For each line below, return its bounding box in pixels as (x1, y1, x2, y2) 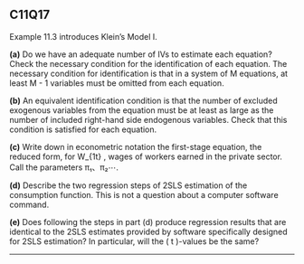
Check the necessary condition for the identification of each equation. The (9, 58, 288, 69)
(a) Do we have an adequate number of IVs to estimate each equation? (9, 49, 273, 60)
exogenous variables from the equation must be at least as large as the (9, 104, 274, 116)
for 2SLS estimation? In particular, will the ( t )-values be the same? (9, 235, 260, 247)
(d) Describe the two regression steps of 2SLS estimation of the (9, 180, 248, 191)
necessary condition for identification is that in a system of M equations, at (9, 68, 288, 79)
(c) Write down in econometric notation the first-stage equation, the (9, 141, 262, 152)
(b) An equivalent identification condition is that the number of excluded (9, 95, 278, 106)
